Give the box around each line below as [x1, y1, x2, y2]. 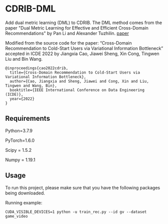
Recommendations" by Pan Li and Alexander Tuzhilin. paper [5, 30, 129, 36]
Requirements [5, 114, 50, 123]
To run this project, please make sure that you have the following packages [5, 184, 160, 190]
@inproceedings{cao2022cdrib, [5, 66, 69, 71]
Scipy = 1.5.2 [5, 147, 32, 153]
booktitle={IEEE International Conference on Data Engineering [10, 87, 144, 93]
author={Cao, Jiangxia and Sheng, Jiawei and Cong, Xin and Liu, [10, 79, 149, 84]
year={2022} [10, 96, 35, 101]
